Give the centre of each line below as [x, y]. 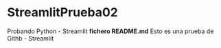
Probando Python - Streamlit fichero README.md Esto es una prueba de [110, 31]
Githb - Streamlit [30, 38]
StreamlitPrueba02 [62, 13]
